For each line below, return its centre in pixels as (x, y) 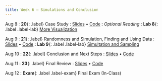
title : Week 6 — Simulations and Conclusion (52, 10)
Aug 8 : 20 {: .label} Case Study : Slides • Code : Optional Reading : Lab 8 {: (81, 24)
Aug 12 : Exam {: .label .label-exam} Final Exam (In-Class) (63, 73)
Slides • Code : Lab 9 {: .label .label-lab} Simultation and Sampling (72, 44)
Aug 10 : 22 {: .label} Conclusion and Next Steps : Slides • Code (70, 54)
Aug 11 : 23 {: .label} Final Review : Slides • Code (54, 63)
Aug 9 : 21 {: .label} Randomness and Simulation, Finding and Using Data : (80, 39)
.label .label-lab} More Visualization (41, 29)
